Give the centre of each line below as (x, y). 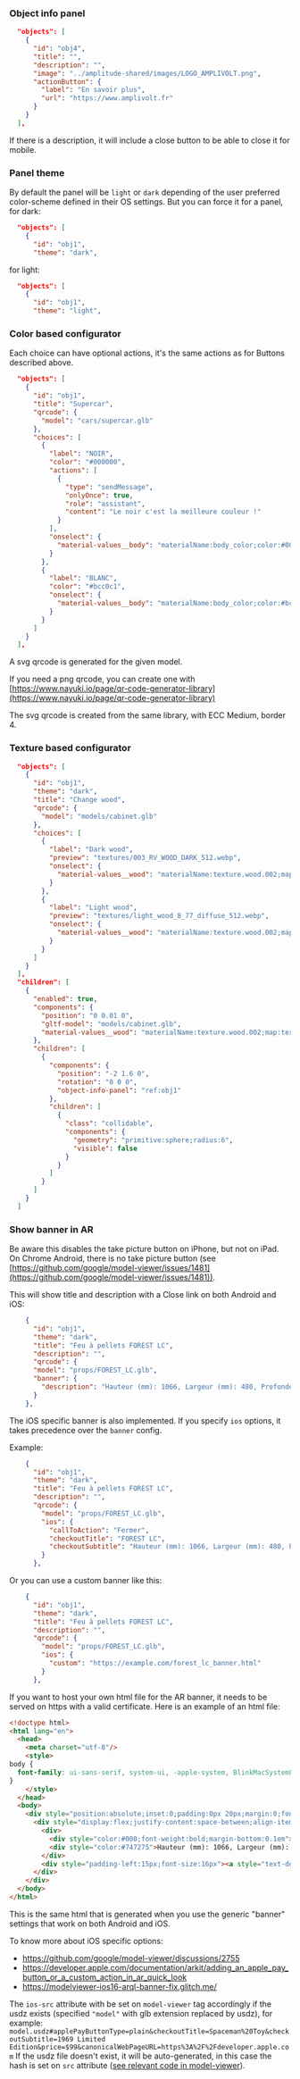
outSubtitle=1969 (42, 2039)
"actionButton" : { (67, 82)
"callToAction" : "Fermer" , (99, 1530)
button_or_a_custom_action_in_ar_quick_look (104, 1977)
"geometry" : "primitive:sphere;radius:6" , (153, 1140)
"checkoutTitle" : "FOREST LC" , (107, 1539)
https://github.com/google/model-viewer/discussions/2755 (131, 1958)
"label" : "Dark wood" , (91, 850)
